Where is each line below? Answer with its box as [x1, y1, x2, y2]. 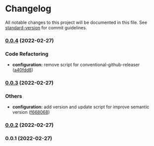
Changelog [5, 3, 51, 14]
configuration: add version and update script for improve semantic [12, 104, 150, 110]
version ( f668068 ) [12, 109, 50, 115]
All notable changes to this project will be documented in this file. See [5, 19, 148, 25]
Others [5, 93, 22, 99]
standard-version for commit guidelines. [5, 24, 87, 30]
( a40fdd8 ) [12, 67, 34, 73]
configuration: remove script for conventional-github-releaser [12, 62, 140, 68]
